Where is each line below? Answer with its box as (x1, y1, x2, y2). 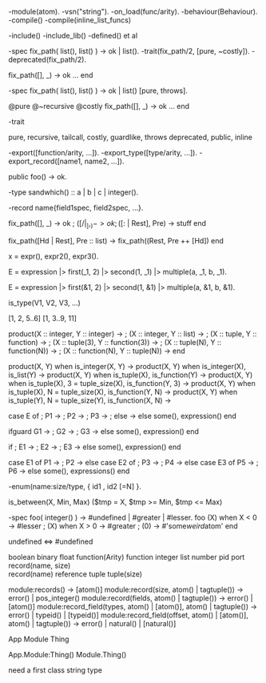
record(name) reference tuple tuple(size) (8, 568, 142, 579)
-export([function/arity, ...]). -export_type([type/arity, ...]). (8, 148, 198, 157)
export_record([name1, (8, 156, 83, 166)
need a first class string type (8, 665, 102, 675)
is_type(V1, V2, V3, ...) (8, 298, 81, 307)
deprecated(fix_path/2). (8, 55, 87, 64)
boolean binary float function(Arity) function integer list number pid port (8, 552, 245, 561)
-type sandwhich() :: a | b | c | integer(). (8, 187, 139, 197)
